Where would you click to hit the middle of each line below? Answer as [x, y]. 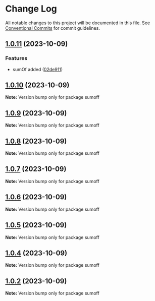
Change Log [31, 9]
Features [16, 58]
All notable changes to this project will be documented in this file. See [78, 23]
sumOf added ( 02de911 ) [38, 69]
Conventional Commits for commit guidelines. [53, 28]
